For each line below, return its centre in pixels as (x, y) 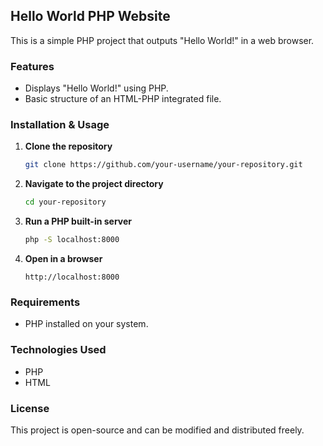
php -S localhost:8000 (72, 240)
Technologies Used (58, 350)
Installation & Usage (60, 125)
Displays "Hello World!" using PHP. (96, 88)
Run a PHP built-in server (78, 221)
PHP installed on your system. (86, 324)
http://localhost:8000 (72, 277)
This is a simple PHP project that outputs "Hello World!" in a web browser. (162, 40)
